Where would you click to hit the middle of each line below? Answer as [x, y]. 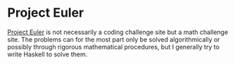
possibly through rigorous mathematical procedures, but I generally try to [114, 47]
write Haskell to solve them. [47, 54]
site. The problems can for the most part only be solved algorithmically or [114, 39]
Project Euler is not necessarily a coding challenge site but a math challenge [118, 32]
